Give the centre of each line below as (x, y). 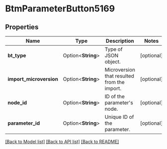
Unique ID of (119, 117)
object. (113, 62)
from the (115, 82)
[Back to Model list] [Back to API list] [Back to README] (62, 142)
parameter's (119, 103)
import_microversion (33, 79)
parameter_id (24, 123)
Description (120, 41)
